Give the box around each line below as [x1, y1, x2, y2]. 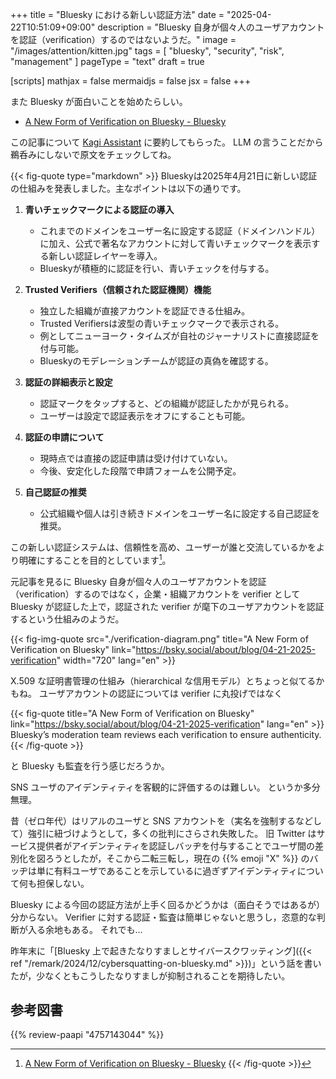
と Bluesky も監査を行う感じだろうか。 [10, 759, 170, 772]
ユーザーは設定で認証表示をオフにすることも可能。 [39, 410, 251, 422]
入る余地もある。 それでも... [27, 923, 143, 935]
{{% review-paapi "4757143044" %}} [10, 1029, 165, 1041]
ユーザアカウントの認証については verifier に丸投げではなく [38, 687, 283, 699]
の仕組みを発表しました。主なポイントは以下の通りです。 [10, 183, 247, 194]
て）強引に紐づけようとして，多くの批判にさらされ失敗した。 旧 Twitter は [10, 827, 317, 839]
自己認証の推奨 [24, 486, 87, 498]
